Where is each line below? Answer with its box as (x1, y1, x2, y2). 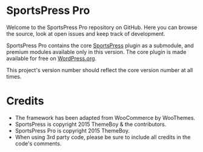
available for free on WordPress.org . (6, 55, 97, 62)
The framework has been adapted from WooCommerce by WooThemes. (15, 114, 196, 121)
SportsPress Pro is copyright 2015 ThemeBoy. (15, 127, 130, 134)
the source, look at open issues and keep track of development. (6, 30, 165, 37)
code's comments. (15, 140, 62, 147)
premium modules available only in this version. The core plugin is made (6, 48, 187, 55)
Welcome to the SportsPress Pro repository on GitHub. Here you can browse (6, 24, 198, 31)
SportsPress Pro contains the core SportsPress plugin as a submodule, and (6, 42, 194, 49)
